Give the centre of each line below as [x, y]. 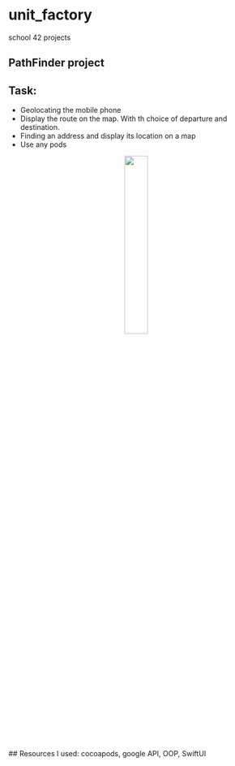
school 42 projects [40, 37]
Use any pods [43, 144]
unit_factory [51, 15]
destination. [40, 127]
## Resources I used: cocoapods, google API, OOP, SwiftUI [107, 754]
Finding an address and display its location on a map [108, 136]
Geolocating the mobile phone [70, 110]
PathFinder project [57, 63]
